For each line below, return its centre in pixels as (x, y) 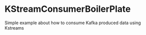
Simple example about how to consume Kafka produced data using (73, 23)
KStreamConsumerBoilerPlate (68, 9)
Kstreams (14, 28)
